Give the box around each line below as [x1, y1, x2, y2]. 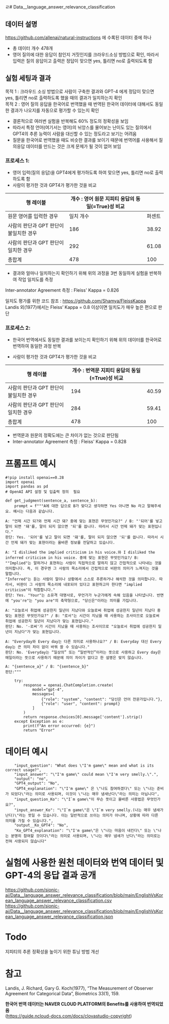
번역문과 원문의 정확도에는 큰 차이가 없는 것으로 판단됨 [12, 433, 119, 439]
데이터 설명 [5, 20, 38, 29]
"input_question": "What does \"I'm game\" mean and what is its [14, 763, 154, 768]
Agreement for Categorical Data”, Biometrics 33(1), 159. [5, 990, 120, 996]
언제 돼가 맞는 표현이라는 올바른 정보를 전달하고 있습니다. [11, 540, 115, 546]
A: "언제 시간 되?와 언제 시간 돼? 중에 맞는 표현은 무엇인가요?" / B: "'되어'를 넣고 [5, 519, 162, 524]
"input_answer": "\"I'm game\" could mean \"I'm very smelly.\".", [14, 772, 158, 777]
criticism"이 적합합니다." [5, 587, 55, 592]
